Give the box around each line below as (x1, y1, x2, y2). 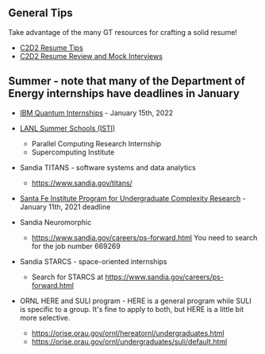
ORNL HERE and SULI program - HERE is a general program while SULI (19, 296, 252, 305)
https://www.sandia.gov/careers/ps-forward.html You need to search (31, 232, 258, 242)
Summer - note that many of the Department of (8, 75, 246, 88)
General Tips (8, 6, 73, 20)
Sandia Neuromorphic (19, 217, 92, 227)
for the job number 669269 (31, 241, 121, 251)
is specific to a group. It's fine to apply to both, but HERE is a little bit (19, 304, 244, 313)
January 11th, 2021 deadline (19, 202, 111, 212)
